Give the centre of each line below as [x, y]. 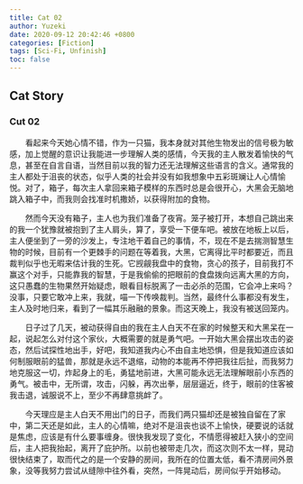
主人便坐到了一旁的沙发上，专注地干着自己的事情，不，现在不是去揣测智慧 [147, 241]
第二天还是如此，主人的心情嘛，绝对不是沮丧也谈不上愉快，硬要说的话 [155, 425]
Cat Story [37, 96]
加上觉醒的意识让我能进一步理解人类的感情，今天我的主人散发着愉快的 [155, 153]
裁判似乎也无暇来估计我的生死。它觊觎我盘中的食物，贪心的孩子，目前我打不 [151, 263]
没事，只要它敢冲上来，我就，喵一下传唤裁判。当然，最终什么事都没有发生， [151, 297]
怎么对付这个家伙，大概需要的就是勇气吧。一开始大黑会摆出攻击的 [163, 338]
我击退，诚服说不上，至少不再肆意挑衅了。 [88, 395]
